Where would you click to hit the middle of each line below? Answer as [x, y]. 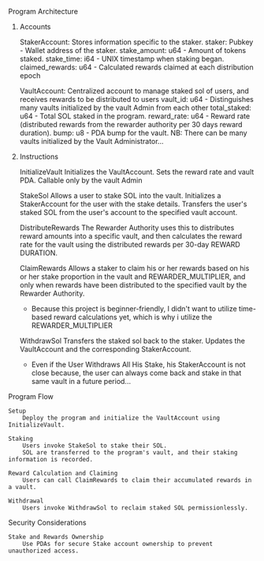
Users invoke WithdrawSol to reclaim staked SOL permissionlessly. [135, 508]
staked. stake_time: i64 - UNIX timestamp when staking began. [122, 59]
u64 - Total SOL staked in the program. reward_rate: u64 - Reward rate [135, 116]
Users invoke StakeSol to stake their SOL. [95, 446]
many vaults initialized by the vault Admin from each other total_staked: [136, 107]
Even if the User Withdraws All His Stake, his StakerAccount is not [138, 364]
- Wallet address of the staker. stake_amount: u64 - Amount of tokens [133, 50]
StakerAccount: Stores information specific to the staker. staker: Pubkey [136, 42]
